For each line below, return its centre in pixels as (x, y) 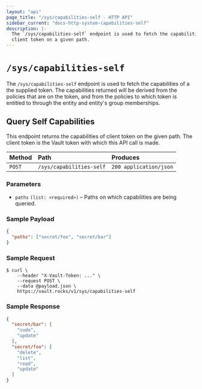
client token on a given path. (51, 40)
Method (21, 157)
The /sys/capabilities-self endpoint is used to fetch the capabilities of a (98, 83)
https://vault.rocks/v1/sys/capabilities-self (76, 292)
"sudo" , (26, 330)
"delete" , (29, 352)
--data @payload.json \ (47, 286)
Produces (126, 157)
